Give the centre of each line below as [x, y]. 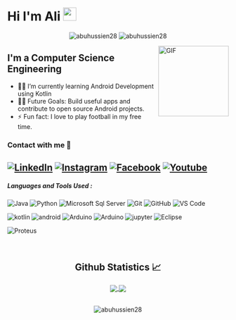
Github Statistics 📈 [118, 267]
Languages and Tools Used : [50, 185]
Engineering [34, 69]
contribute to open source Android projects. [81, 109]
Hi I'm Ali [34, 17]
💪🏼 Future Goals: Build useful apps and [74, 101]
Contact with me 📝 [39, 144]
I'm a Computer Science [61, 58]
